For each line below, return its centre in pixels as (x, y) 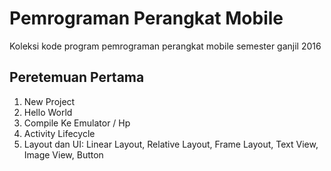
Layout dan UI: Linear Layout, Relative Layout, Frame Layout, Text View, (171, 144)
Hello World (48, 112)
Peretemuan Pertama (77, 77)
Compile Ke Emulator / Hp (77, 123)
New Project (49, 101)
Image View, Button (63, 154)
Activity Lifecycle (59, 133)
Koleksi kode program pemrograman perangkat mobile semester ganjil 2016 (165, 46)
